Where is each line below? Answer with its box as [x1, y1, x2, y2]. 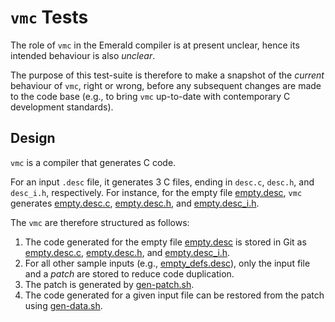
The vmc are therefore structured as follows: [10, 216, 190, 228]
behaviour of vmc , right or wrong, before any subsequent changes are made [10, 79, 322, 91]
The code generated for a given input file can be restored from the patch [24, 289, 325, 301]
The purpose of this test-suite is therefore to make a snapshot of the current [10, 69, 325, 81]
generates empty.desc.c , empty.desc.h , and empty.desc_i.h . [10, 197, 260, 209]
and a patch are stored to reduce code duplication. [24, 267, 235, 280]
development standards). [10, 101, 114, 113]
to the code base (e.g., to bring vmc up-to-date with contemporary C [10, 90, 291, 102]
